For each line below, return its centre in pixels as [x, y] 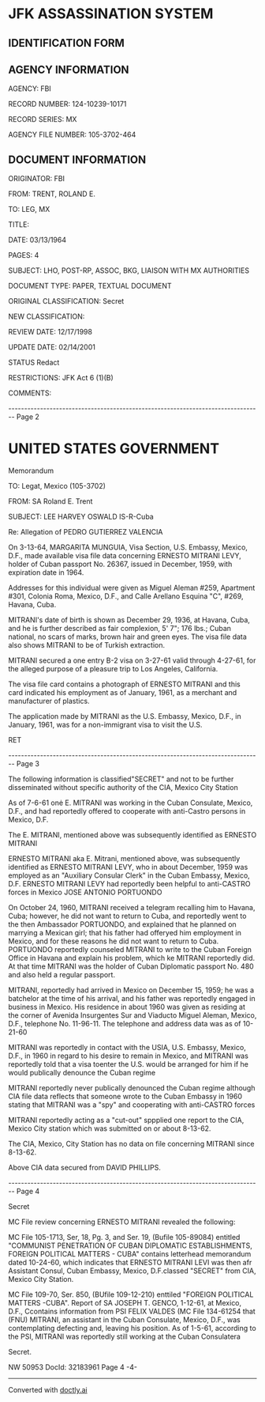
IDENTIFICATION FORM [66, 43]
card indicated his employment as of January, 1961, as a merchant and [123, 693]
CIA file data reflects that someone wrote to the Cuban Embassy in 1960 [125, 1097]
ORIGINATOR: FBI [37, 179]
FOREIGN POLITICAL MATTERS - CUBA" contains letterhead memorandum [130, 1254]
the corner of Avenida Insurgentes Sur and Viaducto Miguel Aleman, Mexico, [132, 1015]
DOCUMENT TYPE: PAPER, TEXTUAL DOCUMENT [90, 286]
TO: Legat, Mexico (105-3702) [57, 486]
